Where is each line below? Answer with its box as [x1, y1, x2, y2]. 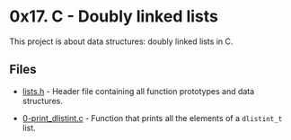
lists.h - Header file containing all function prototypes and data [22, 85, 255, 96]
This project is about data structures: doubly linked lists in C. [9, 36, 234, 47]
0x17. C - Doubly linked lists [9, 6, 218, 27]
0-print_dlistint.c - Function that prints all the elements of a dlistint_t [22, 112, 283, 123]
